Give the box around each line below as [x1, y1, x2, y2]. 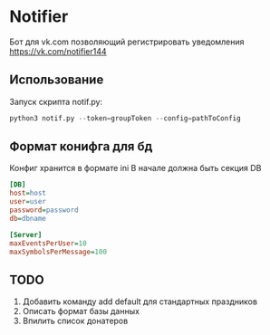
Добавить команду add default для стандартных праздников [22, 296, 258, 307]
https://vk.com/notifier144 [9, 45, 107, 56]
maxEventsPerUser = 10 [9, 238, 88, 248]
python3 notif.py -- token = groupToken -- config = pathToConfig [9, 113, 242, 123]
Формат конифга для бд [9, 139, 153, 155]
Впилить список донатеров [22, 315, 129, 327]
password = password [9, 206, 79, 215]
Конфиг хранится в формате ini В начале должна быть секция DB [9, 163, 262, 174]
